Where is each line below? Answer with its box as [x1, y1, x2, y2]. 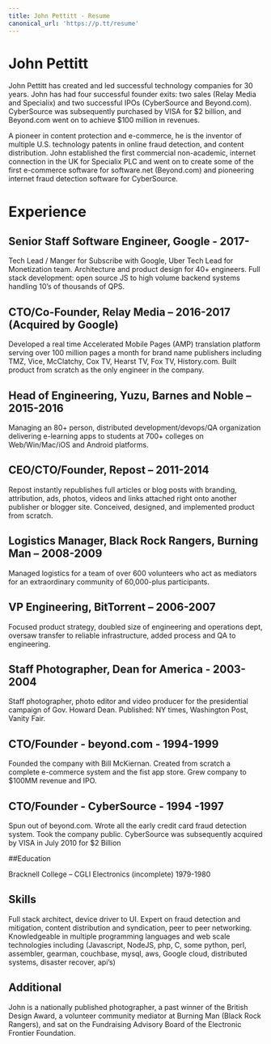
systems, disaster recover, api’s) [8, 957, 116, 967]
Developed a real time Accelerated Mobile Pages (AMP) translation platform [8, 339, 261, 349]
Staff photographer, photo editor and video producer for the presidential [8, 697, 248, 707]
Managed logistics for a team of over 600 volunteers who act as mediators [8, 568, 257, 578]
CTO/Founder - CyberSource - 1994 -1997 [8, 799, 224, 813]
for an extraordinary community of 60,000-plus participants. [8, 576, 210, 587]
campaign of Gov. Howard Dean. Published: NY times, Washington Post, [8, 705, 249, 715]
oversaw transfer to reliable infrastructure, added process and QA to [8, 630, 236, 640]
